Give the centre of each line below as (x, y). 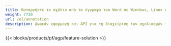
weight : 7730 (19, 14)
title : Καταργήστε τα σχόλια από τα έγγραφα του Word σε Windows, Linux (84, 10)
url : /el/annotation (27, 19)
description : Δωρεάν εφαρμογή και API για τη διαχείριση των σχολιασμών (84, 24)
